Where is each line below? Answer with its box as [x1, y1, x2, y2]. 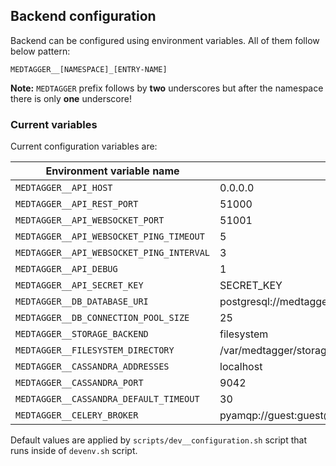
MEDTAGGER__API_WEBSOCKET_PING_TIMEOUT [15, 231, 205, 243]
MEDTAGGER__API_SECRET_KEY [15, 280, 144, 291]
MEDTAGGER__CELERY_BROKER [15, 410, 139, 421]
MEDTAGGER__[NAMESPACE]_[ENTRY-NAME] [10, 64, 168, 74]
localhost [219, 360, 263, 374]
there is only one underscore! [10, 92, 132, 104]
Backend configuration [10, 8, 157, 25]
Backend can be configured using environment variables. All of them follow [10, 34, 320, 46]
